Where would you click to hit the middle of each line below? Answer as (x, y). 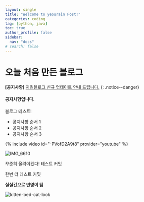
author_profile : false (28, 33)
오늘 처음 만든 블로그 (44, 72)
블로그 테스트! (19, 111)
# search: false (22, 46)
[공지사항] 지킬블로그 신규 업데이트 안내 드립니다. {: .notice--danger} (72, 87)
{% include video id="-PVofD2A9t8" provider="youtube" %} (67, 144)
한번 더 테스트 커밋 (23, 174)
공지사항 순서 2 (27, 128)
